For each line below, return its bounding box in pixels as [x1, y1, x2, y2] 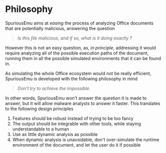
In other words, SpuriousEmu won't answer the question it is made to [5, 95, 147, 101]
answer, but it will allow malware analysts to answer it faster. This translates [5, 100, 161, 106]
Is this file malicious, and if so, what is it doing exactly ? [17, 35, 132, 41]
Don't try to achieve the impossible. [17, 85, 91, 91]
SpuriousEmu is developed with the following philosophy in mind [5, 75, 138, 81]
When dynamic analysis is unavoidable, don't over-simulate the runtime [12, 136, 160, 142]
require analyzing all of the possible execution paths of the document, [5, 50, 149, 56]
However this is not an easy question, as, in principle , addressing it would [5, 44, 156, 50]
